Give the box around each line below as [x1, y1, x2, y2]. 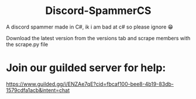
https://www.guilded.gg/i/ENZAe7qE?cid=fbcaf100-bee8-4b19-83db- [6, 80, 174, 87]
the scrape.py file [6, 41, 49, 48]
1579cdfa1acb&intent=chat [6, 86, 70, 94]
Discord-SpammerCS [45, 4, 152, 17]
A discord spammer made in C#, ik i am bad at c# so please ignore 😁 [6, 23, 174, 30]
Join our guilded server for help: [6, 61, 166, 75]
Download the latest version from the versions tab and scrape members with [6, 34, 191, 41]
